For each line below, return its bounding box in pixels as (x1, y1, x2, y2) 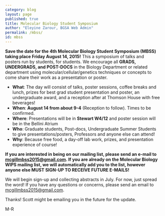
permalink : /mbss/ (5, 30, 43, 35)
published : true (5, 16, 38, 21)
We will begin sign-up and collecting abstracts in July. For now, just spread (5, 176, 157, 182)
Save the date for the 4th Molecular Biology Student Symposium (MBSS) (5, 48, 157, 54)
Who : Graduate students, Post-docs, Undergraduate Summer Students (12, 126, 157, 132)
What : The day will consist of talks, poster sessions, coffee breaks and (12, 84, 157, 90)
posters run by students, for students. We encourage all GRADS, (5, 59, 136, 65)
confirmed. (12, 110, 35, 116)
